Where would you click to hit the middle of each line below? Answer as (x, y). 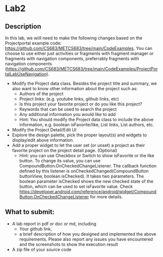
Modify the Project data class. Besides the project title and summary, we (84, 83)
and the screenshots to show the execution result (69, 244)
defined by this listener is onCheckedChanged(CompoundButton (84, 171)
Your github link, (36, 229)
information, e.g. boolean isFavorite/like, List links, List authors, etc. (87, 125)
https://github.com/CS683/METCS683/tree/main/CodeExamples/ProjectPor (82, 69)
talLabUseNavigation (26, 74)
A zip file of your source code (42, 249)
